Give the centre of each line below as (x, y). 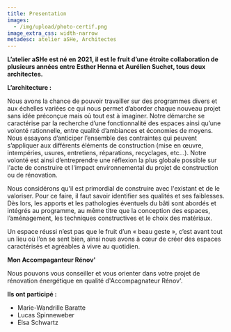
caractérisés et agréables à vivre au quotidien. (74, 246)
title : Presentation (37, 14)
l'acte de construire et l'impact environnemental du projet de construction (113, 168)
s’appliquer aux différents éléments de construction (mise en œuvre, (105, 145)
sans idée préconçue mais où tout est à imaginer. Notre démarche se (106, 116)
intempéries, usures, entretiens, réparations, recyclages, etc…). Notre (107, 153)
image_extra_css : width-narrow (53, 33)
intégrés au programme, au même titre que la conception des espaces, (109, 211)
